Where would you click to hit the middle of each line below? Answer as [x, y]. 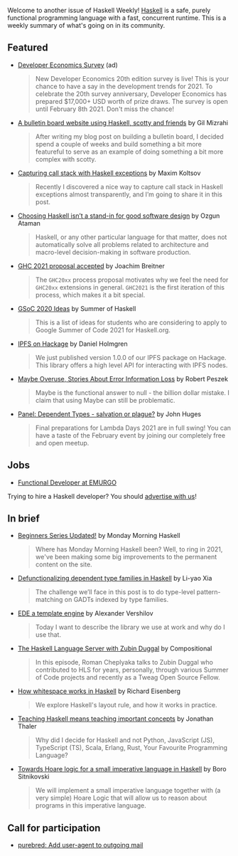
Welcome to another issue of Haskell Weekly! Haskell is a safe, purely [109, 10]
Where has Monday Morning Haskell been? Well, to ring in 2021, [129, 549]
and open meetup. [62, 443]
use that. [48, 635]
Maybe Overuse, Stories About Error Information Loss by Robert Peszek [123, 379]
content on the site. [64, 564]
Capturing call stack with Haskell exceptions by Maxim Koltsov [109, 173]
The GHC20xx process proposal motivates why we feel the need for [132, 280]
